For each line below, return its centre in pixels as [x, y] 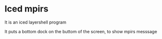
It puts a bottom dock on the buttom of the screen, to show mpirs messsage [81, 31]
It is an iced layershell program [35, 22]
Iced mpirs [27, 9]
